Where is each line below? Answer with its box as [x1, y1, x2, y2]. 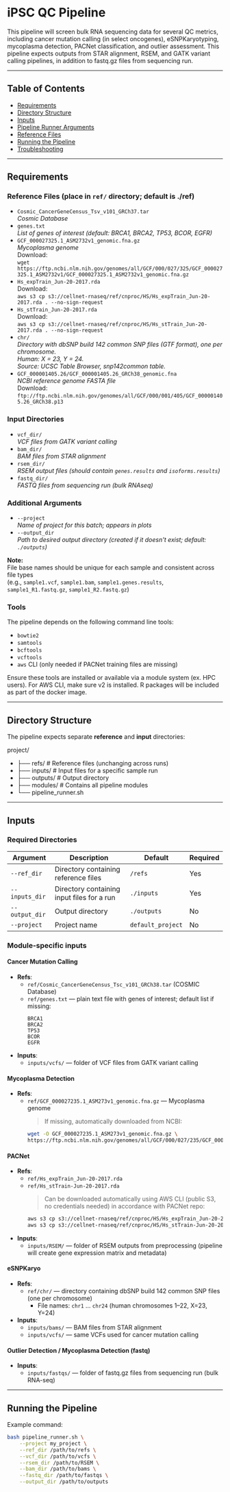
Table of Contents [7, 83, 86, 95]
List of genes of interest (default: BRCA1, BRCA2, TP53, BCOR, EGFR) [16, 229, 213, 237]
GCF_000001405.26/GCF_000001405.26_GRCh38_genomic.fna [16, 371, 177, 378]
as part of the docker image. [7, 688, 88, 696]
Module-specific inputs [7, 940, 87, 950]
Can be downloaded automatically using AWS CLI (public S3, [44, 1195, 216, 1203]
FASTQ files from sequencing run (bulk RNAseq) [16, 481, 153, 489]
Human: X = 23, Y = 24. [16, 355, 84, 363]
